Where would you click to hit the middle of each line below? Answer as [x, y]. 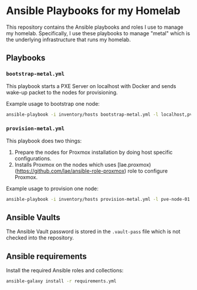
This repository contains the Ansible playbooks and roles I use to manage [95, 27]
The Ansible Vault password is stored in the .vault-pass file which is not [93, 232]
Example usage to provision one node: [52, 188]
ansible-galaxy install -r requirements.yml [61, 281]
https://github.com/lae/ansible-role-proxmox [71, 171]
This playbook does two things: [44, 141]
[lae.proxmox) [134, 164]
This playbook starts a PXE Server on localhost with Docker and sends [91, 86]
